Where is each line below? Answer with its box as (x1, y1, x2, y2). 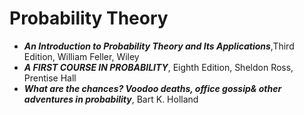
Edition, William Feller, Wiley (23, 50, 140, 62)
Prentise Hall (23, 72, 77, 84)
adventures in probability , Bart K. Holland (23, 93, 199, 105)
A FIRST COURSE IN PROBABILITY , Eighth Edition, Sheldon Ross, (23, 61, 294, 73)
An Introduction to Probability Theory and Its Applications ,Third (23, 40, 295, 52)
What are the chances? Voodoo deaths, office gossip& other (23, 82, 282, 94)
